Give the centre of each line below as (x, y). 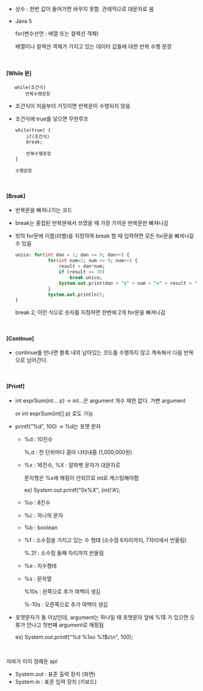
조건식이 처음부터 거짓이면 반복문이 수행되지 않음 (72, 106)
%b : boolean (41, 527)
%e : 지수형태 (40, 566)
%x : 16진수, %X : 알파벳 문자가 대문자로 (72, 465)
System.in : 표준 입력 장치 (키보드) (56, 681)
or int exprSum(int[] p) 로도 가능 (54, 413)
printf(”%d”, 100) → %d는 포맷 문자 (58, 426)
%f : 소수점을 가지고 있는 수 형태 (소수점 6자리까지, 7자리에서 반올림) (105, 540)
